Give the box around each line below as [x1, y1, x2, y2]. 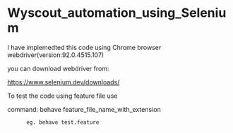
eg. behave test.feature [25, 118, 100, 126]
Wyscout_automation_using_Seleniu [7, 5, 227, 21]
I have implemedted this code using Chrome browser [7, 43, 162, 51]
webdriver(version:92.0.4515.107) [7, 51, 104, 59]
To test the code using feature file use [7, 91, 118, 100]
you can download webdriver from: [7, 64, 109, 72]
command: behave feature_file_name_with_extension [7, 105, 161, 113]
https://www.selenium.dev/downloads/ [7, 77, 120, 86]
